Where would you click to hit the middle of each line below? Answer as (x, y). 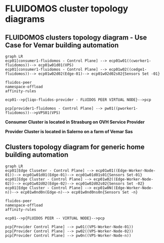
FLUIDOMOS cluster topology (67, 9)
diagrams (25, 19)
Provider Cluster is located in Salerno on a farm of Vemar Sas (69, 131)
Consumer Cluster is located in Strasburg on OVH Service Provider (75, 122)
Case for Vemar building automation (62, 45)
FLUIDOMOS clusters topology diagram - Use (76, 37)
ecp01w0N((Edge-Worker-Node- (123, 188)
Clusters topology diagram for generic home (75, 147)
